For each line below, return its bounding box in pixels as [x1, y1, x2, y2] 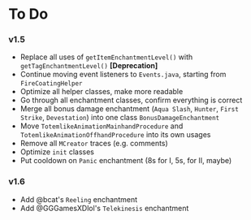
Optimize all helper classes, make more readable [19, 87, 184, 97]
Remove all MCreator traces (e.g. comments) [19, 139, 168, 149]
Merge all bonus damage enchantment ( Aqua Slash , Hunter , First [19, 104, 240, 114]
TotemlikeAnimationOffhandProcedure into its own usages [19, 130, 211, 140]
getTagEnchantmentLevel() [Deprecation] [19, 61, 158, 71]
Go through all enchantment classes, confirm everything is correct [19, 95, 243, 106]
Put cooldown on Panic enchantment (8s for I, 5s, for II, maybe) [19, 156, 232, 166]
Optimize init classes [19, 147, 95, 157]
